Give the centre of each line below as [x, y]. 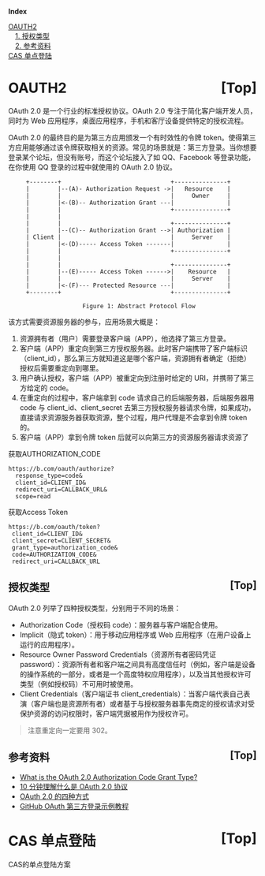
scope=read [33, 496]
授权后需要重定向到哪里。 [61, 368]
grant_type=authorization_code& [65, 547]
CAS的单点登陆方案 [39, 864]
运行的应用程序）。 [49, 644]
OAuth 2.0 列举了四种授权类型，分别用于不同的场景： [95, 608]
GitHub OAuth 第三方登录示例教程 [74, 806]
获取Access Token [38, 512]
